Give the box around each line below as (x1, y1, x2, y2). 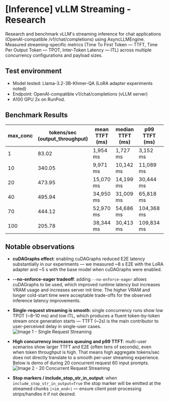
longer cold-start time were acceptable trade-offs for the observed (12, 292, 152, 298)
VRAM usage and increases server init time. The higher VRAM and (12, 287, 150, 293)
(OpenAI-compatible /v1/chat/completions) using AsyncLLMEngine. (5, 36, 145, 42)
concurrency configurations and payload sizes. (5, 52, 103, 58)
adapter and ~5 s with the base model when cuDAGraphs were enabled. (12, 267, 162, 273)
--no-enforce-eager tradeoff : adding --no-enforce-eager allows (12, 276, 147, 282)
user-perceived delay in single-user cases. (12, 324, 102, 330)
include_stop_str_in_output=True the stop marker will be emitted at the (12, 380, 161, 386)
